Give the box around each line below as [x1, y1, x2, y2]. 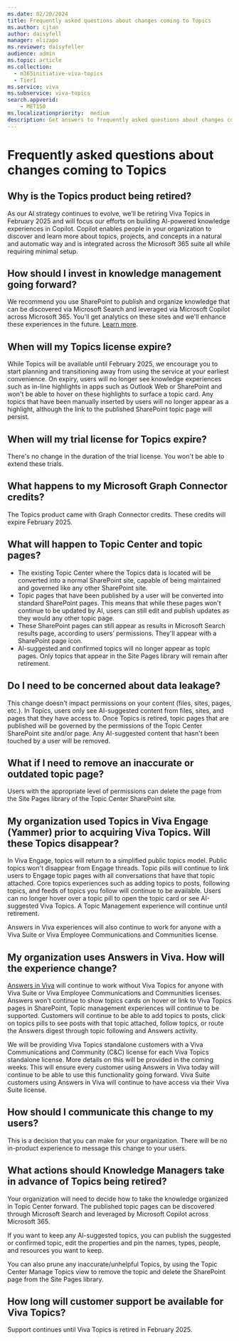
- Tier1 [14, 76, 37, 84]
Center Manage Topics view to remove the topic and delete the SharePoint [7, 1267, 225, 1276]
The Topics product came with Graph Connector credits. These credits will [7, 510, 226, 519]
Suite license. [7, 1086, 47, 1094]
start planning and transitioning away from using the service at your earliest [7, 367, 229, 376]
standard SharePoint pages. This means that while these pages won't [17, 598, 222, 607]
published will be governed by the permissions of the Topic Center [7, 721, 203, 730]
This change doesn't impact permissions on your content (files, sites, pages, [7, 699, 232, 707]
